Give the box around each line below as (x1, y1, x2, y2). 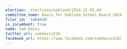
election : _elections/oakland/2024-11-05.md (5, 7, 101, 13)
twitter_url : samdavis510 (5, 31, 60, 36)
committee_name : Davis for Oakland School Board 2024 (5, 12, 122, 17)
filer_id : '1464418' (5, 17, 49, 22)
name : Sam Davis (5, 27, 40, 32)
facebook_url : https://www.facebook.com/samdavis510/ (5, 36, 122, 41)
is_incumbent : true (5, 21, 47, 27)
